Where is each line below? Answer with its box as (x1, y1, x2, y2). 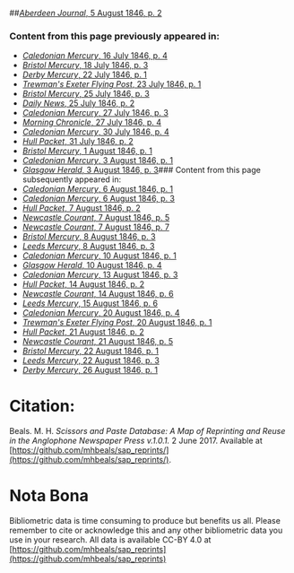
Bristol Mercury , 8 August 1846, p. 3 (22, 231, 156, 242)
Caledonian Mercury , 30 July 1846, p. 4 (22, 126, 170, 137)
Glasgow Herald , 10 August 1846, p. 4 (22, 260, 163, 271)
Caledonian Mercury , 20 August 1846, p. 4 (22, 308, 181, 318)
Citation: (9, 396, 75, 416)
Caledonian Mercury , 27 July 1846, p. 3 (22, 108, 169, 118)
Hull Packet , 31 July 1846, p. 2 (22, 136, 134, 147)
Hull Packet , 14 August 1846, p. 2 (22, 279, 145, 290)
